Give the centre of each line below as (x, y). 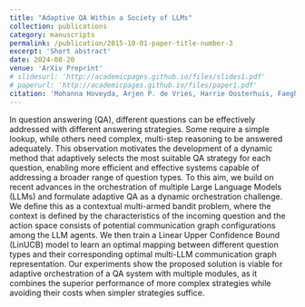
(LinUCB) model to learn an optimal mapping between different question (144, 245)
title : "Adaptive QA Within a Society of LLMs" (101, 18)
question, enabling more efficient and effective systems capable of (135, 168)
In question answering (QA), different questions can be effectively (133, 120)
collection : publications (58, 26)
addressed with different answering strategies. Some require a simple (139, 129)
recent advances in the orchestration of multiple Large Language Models (146, 187)
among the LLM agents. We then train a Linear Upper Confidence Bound (145, 235)
